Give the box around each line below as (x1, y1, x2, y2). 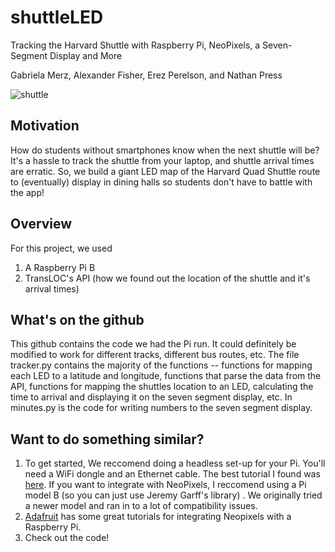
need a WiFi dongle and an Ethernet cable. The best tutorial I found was (24, 468, 321, 480)
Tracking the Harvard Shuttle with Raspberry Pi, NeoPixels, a (10, 39, 261, 51)
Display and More (49, 49, 123, 61)
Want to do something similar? (10, 431, 205, 448)
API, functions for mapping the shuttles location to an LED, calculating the (10, 381, 314, 393)
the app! (10, 186, 45, 198)
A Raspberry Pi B (24, 261, 96, 273)
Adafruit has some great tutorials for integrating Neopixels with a (24, 511, 292, 523)
